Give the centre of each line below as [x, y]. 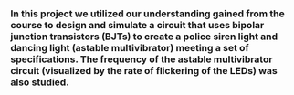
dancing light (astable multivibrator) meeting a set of [130, 47]
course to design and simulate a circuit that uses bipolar [137, 25]
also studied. [40, 82]
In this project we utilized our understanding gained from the [148, 14]
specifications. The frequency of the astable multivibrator [142, 59]
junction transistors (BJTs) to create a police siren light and [144, 37]
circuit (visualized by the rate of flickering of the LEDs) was [144, 70]
